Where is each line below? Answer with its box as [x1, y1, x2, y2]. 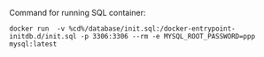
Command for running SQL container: [9, 8, 146, 18]
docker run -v [9, 25, 66, 33]
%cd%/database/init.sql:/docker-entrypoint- [68, 25, 237, 33]
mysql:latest [9, 39, 58, 48]
